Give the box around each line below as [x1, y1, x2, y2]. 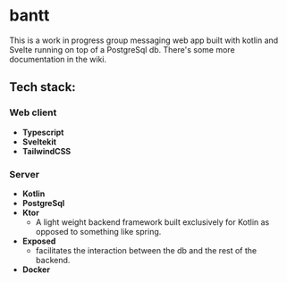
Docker [21, 264, 51, 275]
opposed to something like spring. [35, 226, 162, 236]
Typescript [21, 127, 64, 137]
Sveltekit [21, 136, 56, 147]
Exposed [21, 236, 56, 246]
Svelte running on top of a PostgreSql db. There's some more [9, 44, 235, 54]
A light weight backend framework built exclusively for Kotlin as [35, 216, 270, 228]
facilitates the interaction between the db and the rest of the [35, 245, 257, 255]
